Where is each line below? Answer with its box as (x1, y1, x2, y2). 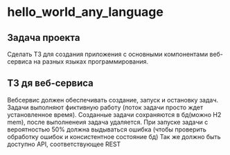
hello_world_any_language (7, 4, 164, 20)
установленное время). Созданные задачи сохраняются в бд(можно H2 (7, 110, 222, 118)
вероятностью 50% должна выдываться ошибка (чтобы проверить (7, 125, 206, 134)
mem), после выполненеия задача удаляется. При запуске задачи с (7, 118, 209, 126)
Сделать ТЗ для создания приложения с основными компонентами (7, 50, 209, 58)
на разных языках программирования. (33, 57, 149, 66)
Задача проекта (7, 32, 80, 44)
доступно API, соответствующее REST (7, 140, 121, 148)
